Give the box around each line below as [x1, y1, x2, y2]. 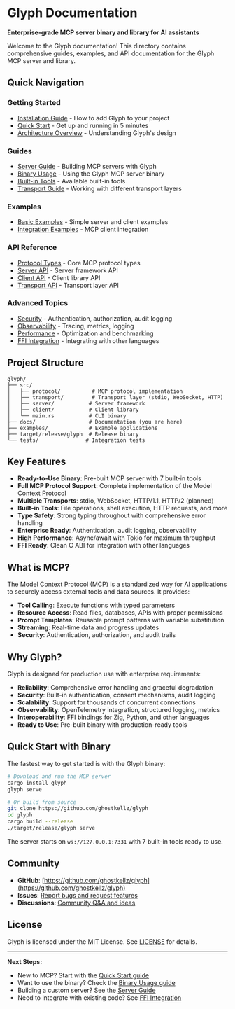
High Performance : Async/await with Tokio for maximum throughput [17, 534, 215, 542]
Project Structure [7, 357, 84, 369]
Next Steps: [7, 957, 43, 966]
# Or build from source [7, 798, 77, 806]
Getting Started [7, 98, 61, 108]
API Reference [7, 243, 57, 253]
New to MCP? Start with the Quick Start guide [17, 971, 149, 980]
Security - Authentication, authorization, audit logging [17, 314, 173, 323]
